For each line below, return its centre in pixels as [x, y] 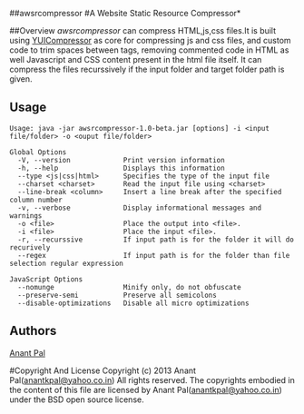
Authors [33, 331]
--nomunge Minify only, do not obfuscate [130, 287]
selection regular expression [67, 263]
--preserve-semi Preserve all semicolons [118, 295]
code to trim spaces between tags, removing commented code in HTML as [149, 50]
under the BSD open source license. [77, 399]
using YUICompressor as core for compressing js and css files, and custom [151, 40]
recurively [30, 247]
